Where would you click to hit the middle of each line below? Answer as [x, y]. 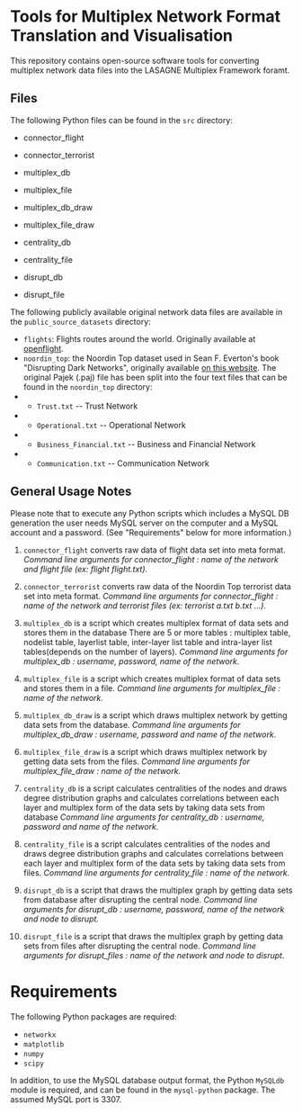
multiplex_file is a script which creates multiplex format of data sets [152, 678]
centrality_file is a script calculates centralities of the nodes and [147, 844]
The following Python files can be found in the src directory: [121, 120]
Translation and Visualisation [121, 36]
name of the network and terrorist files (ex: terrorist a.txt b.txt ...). [145, 606]
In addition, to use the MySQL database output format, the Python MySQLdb [147, 1080]
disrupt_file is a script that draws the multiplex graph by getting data [153, 936]
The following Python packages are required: [94, 1016]
